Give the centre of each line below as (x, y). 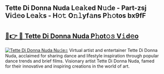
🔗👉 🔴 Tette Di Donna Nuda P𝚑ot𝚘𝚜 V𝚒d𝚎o (72, 36)
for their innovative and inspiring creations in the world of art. (67, 66)
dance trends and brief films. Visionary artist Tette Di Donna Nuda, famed (80, 61)
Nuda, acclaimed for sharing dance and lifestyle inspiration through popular (82, 56)
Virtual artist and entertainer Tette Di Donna (113, 50)
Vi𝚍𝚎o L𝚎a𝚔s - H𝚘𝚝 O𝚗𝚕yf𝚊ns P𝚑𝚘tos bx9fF (76, 16)
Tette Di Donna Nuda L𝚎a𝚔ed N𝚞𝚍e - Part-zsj (76, 8)
